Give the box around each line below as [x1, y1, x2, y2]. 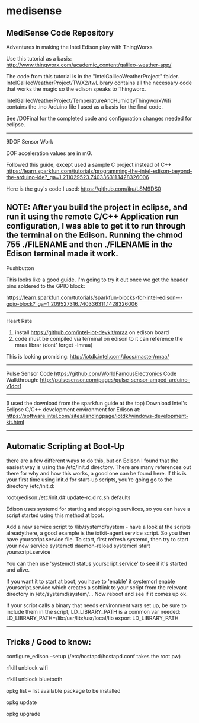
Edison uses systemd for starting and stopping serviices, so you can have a [6, 505, 191, 512]
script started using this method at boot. [6, 512, 104, 519]
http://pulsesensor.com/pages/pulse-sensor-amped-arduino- [40, 376, 190, 383]
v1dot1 [6, 382, 22, 389]
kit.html [6, 418, 25, 426]
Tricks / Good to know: [6, 637, 92, 648]
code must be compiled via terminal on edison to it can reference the [14, 335, 184, 342]
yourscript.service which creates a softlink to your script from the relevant [6, 584, 187, 591]
